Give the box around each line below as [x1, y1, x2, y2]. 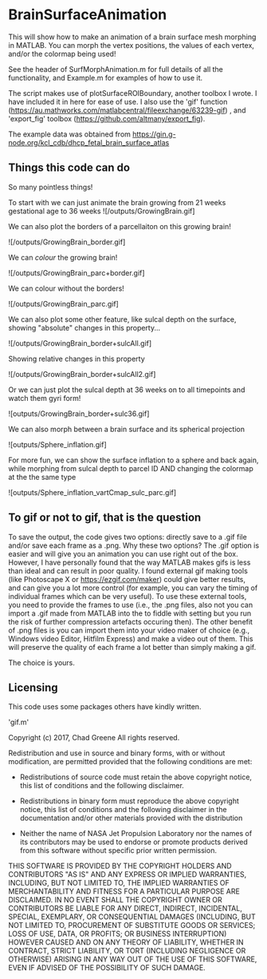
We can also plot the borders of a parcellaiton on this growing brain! [8, 221, 231, 231]
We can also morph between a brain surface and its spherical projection [8, 424, 245, 434]
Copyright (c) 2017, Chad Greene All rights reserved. [8, 733, 180, 743]
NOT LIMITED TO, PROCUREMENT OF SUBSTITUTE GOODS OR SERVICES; [8, 921, 256, 930]
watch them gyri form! [8, 393, 81, 402]
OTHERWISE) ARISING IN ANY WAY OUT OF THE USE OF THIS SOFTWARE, [8, 954, 257, 964]
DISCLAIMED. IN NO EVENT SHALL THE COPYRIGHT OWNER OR [8, 895, 223, 905]
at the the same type [8, 472, 77, 482]
